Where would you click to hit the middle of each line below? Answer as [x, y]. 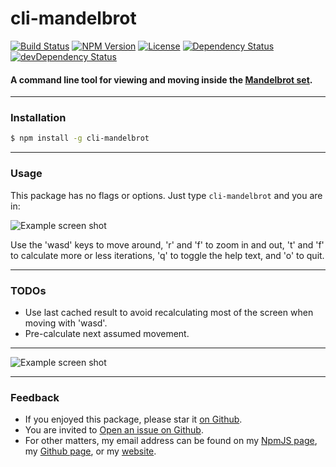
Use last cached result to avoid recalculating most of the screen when [169, 312]
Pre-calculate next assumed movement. [107, 333]
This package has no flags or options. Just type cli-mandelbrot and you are [166, 195]
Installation [38, 118]
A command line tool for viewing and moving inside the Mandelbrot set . [161, 79]
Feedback [35, 397]
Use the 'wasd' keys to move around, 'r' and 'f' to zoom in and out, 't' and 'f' [167, 244]
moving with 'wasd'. [66, 323]
